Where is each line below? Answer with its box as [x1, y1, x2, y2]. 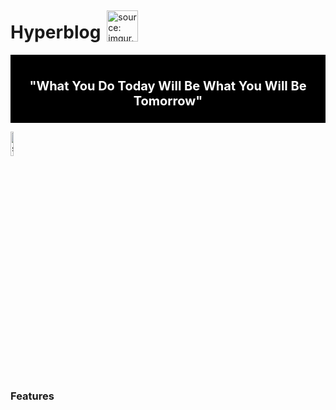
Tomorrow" [133, 92, 203, 109]
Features [10, 389, 55, 403]
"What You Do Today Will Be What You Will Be [29, 77, 307, 94]
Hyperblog [10, 21, 102, 44]
